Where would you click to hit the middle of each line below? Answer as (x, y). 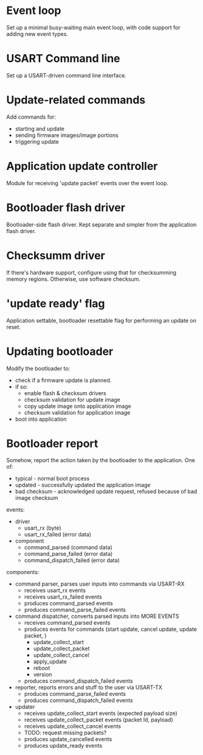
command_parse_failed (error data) (68, 554)
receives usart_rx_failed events (63, 597)
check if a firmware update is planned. (63, 380)
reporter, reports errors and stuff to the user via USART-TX (89, 687)
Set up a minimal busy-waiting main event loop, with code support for (93, 27)
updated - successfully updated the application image (83, 485)
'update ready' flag (56, 304)
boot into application (41, 419)
